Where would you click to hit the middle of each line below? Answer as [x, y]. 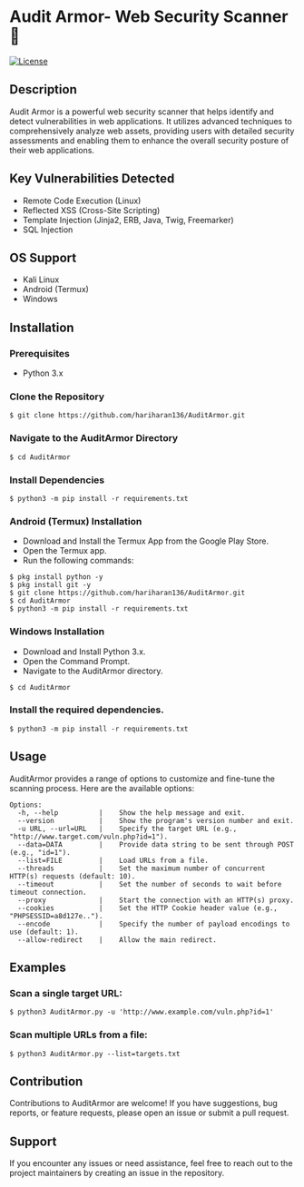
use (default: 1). [44, 932]
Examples [38, 968]
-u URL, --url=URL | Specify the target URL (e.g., [127, 829]
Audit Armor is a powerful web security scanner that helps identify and [142, 112]
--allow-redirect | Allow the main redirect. [118, 940]
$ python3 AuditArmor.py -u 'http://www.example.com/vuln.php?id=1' [142, 1012]
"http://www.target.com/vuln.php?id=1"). [89, 837]
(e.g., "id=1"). [40, 852]
